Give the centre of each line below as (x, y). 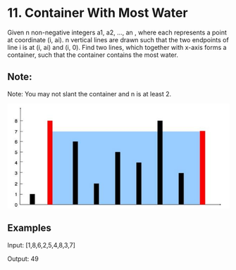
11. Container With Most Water (98, 13)
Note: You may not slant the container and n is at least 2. (89, 94)
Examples (29, 228)
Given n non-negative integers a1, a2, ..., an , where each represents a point (117, 32)
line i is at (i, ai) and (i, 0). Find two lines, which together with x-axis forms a (117, 47)
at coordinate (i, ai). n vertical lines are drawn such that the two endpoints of (118, 39)
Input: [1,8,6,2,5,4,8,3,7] (42, 245)
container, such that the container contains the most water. (93, 55)
